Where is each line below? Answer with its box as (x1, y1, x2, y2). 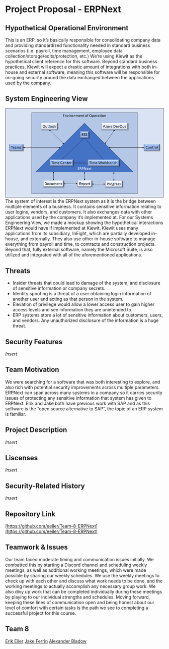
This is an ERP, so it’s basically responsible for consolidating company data (5, 37, 161, 43)
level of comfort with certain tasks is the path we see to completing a (5, 605, 148, 611)
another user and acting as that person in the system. (12, 296, 124, 302)
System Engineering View (5, 94, 88, 103)
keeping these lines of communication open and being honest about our (5, 599, 154, 605)
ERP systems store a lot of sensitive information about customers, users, (12, 312, 163, 318)
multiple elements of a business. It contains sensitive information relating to (5, 203, 162, 210)
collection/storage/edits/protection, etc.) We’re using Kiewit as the (5, 53, 142, 59)
